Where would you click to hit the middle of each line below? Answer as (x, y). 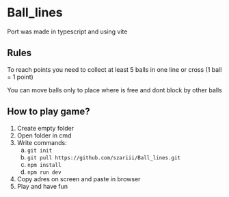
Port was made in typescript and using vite (67, 31)
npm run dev (44, 172)
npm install (44, 165)
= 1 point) (21, 77)
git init (40, 150)
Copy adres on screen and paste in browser (79, 179)
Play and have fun (42, 186)
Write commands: (42, 142)
